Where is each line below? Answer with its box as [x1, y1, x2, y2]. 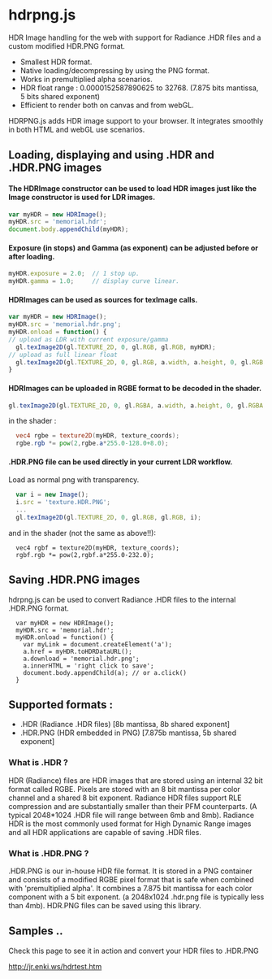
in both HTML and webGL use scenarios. [8, 124, 145, 134]
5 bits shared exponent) [19, 91, 100, 101]
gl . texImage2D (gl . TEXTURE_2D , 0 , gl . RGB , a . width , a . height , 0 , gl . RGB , [15, 358, 267, 367]
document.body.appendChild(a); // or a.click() [23, 668, 187, 677]
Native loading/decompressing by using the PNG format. [19, 65, 209, 75]
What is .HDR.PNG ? [8, 847, 89, 859]
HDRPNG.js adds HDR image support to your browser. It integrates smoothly [8, 115, 264, 125]
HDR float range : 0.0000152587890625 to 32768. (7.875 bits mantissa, [19, 83, 259, 93]
